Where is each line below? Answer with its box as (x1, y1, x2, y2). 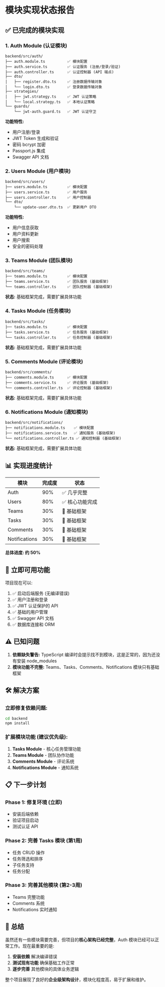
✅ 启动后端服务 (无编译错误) (12, 590, 70, 596)
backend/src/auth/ (5, 53, 43, 59)
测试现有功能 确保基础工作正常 (12, 960, 75, 966)
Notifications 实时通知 (12, 906, 57, 912)
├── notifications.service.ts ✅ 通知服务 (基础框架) (5, 431, 115, 436)
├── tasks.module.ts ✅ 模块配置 (5, 324, 88, 329)
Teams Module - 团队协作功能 (12, 752, 74, 758)
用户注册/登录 (12, 129, 41, 135)
